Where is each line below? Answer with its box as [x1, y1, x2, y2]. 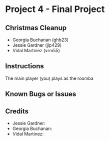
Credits [5, 107, 29, 115]
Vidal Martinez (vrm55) [12, 48, 60, 53]
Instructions [5, 62, 44, 71]
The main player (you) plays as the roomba [5, 75, 93, 81]
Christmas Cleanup [5, 24, 67, 32]
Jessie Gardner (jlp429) [12, 42, 62, 48]
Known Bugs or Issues [5, 90, 76, 98]
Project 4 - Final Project [5, 4, 105, 15]
